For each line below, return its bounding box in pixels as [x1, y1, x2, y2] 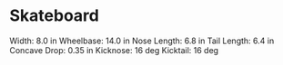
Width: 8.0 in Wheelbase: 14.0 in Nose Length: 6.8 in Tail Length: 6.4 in [9, 35, 275, 46]
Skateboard [9, 5, 100, 26]
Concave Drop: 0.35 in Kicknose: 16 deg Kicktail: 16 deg [9, 44, 219, 55]
